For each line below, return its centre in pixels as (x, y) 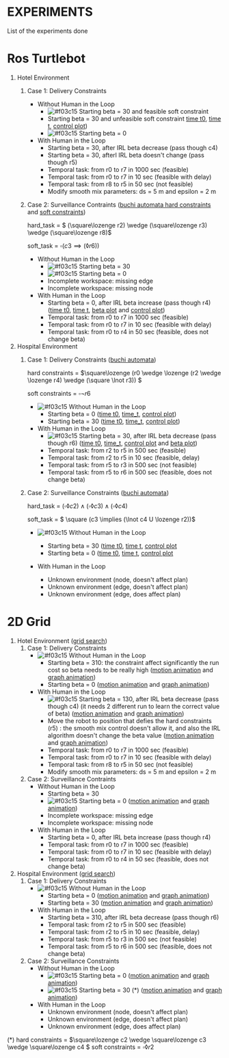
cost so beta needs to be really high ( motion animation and (130, 670)
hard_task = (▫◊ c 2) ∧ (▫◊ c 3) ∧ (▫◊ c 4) (77, 506)
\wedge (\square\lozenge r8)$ (69, 232)
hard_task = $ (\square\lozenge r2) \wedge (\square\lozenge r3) (117, 225)
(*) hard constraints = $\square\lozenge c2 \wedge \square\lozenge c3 (107, 1040)
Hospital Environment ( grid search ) (66, 873)
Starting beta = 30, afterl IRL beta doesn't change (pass (126, 155)
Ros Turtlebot (46, 59)
